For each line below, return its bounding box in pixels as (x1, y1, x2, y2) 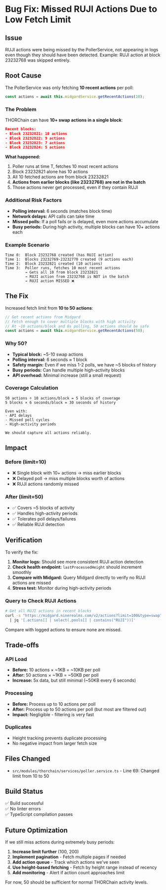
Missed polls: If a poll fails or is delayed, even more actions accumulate (12, 218, 159, 224)
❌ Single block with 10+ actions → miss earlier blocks (12, 470, 122, 476)
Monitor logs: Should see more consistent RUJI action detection (12, 559, 144, 565)
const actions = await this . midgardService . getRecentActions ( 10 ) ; (5, 94, 145, 99)
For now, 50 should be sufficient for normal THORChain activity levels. (5, 879, 148, 885)
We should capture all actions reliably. (5, 430, 92, 435)
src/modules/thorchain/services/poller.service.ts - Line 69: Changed (12, 768, 160, 773)
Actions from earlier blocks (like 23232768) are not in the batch (12, 179, 146, 185)
